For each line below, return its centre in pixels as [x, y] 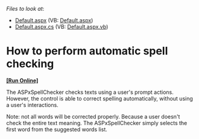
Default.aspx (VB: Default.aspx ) [54, 20]
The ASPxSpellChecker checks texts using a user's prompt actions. [90, 92]
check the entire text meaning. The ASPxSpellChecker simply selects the [97, 123]
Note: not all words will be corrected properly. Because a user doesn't [93, 116]
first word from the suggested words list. [57, 129]
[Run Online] [22, 80]
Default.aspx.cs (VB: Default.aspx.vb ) [62, 27]
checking [30, 64]
